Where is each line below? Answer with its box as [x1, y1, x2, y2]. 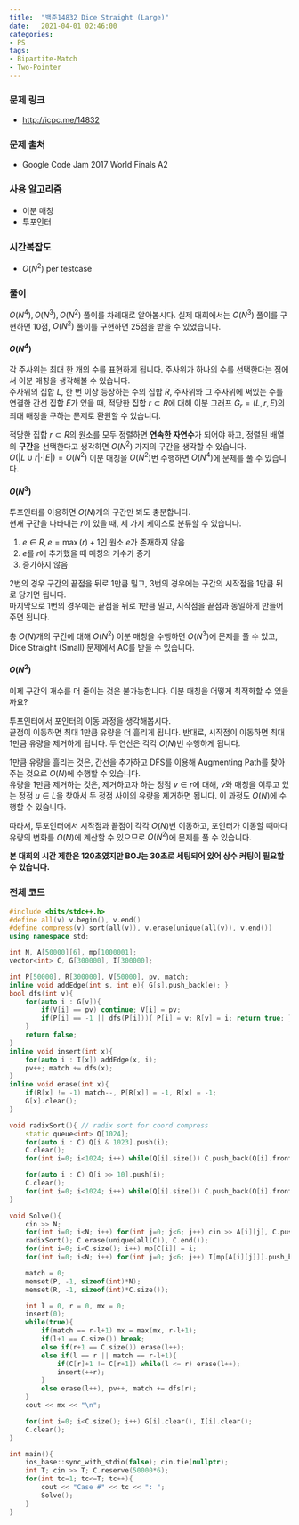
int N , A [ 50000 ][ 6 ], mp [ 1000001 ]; [9, 948, 138, 957]
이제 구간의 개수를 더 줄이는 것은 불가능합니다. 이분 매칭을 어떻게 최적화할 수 [9, 685, 273, 696]
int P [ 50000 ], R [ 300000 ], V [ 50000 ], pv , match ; [9, 972, 190, 981]
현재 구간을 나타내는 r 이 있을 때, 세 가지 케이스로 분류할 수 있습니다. [9, 518, 242, 529]
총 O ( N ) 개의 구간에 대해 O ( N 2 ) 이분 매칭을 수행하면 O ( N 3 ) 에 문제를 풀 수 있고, [9, 629, 279, 642]
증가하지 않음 [21, 559, 69, 570]
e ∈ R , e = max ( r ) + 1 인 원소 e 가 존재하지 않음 [21, 537, 185, 548]
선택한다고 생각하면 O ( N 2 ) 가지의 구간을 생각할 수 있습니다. [42, 439, 246, 451]
